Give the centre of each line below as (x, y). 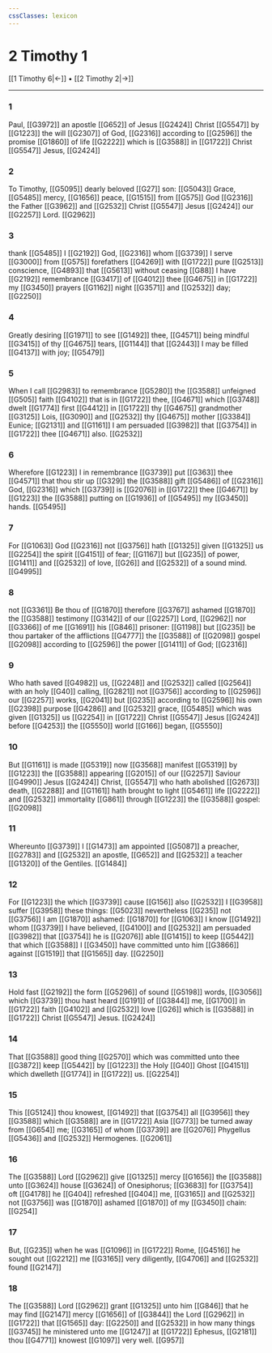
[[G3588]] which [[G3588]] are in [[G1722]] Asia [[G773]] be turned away (130, 1121)
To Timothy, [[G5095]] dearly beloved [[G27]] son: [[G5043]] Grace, (122, 189)
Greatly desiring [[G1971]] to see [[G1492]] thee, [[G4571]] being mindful (129, 335)
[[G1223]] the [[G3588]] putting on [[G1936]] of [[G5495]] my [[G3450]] (128, 498)
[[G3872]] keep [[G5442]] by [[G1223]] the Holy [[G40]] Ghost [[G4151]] (129, 1065)
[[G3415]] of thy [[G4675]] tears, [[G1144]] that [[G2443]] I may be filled (128, 343)
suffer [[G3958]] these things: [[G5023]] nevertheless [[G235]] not (120, 911)
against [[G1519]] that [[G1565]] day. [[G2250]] (86, 954)
